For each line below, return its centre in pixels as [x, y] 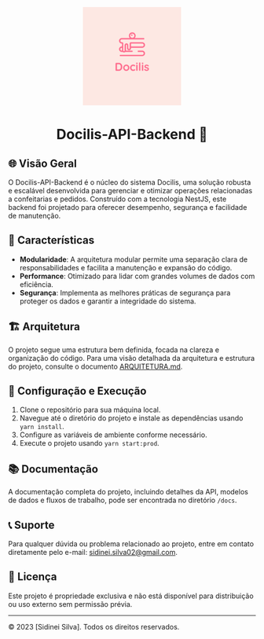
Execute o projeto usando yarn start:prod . [89, 443]
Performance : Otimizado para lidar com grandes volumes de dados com [137, 276]
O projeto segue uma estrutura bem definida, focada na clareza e [114, 350]
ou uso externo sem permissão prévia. [70, 604]
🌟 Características [51, 240]
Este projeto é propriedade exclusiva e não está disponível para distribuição [131, 596]
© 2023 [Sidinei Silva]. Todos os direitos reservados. [94, 626]
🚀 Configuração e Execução [77, 391]
